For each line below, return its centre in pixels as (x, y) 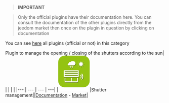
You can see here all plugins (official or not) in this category (68, 43)
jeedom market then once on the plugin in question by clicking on (86, 28)
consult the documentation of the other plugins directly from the (85, 23)
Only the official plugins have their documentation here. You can (85, 17)
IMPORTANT (31, 7)
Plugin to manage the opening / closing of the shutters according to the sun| (85, 53)
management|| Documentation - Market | (47, 95)
